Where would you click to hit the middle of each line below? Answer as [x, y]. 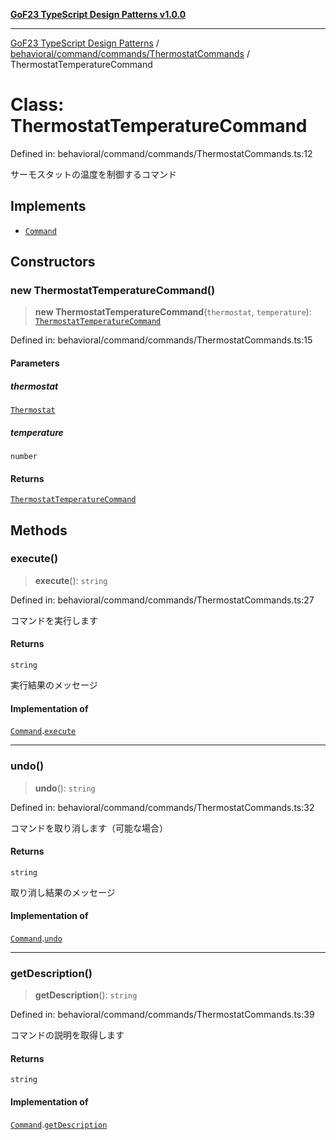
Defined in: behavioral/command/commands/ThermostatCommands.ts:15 [161, 340]
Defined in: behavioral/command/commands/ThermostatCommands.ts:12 [161, 153]
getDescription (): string [86, 995]
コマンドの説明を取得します [67, 1035]
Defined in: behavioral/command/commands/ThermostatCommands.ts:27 [162, 600]
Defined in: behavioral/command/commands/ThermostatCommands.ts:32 [162, 807]
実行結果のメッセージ [54, 685]
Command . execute [43, 731]
